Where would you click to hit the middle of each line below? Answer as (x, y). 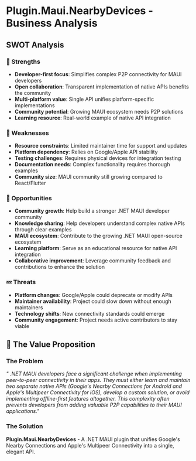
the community (33, 93)
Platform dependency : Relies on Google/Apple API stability (86, 152)
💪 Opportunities (29, 199)
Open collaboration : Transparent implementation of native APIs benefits (102, 87)
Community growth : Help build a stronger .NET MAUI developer (92, 211)
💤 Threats (21, 282)
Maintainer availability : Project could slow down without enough (93, 301)
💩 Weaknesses (27, 133)
